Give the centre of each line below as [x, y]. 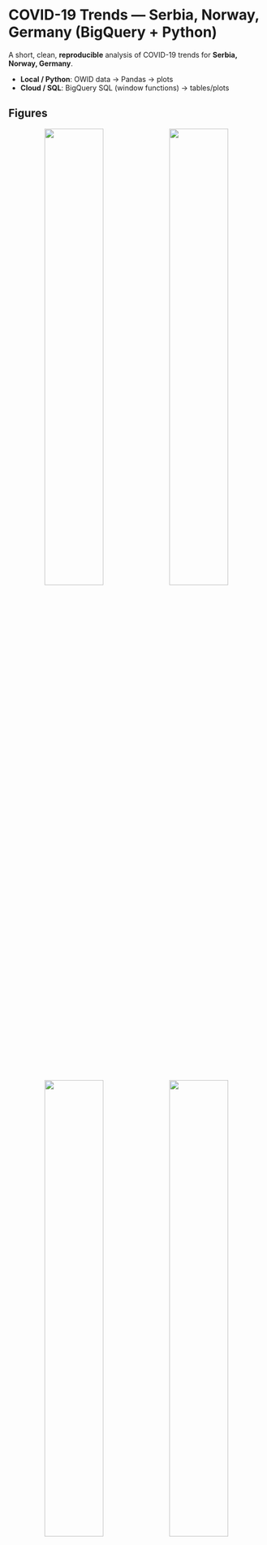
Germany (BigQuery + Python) [113, 32]
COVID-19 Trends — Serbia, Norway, [134, 15]
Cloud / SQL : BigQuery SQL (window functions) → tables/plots [125, 88]
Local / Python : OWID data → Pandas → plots [97, 79]
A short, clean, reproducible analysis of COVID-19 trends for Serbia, [123, 54]
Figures [28, 113]
